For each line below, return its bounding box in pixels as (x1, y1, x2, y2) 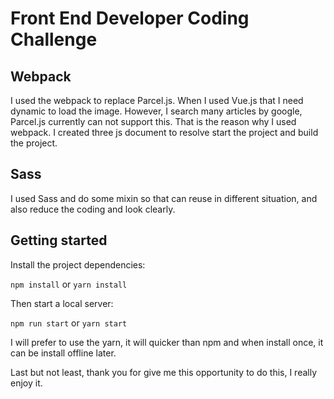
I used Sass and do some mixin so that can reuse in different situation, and (10, 192, 318, 204)
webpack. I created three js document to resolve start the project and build (10, 127, 319, 138)
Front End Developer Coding (10, 7, 250, 30)
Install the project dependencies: (10, 258, 146, 271)
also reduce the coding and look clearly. (10, 203, 176, 215)
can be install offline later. (10, 347, 117, 359)
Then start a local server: (10, 297, 114, 309)
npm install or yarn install (10, 278, 128, 290)
